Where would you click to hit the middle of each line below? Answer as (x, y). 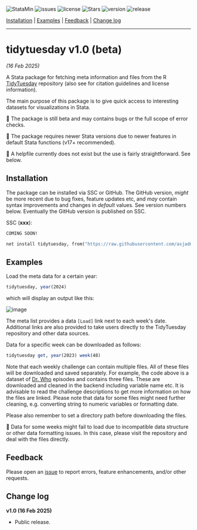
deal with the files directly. (38, 439)
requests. (18, 478)
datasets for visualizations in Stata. (48, 107)
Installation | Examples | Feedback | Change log (64, 20)
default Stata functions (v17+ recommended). (61, 142)
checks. (16, 125)
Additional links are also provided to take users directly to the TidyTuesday (96, 327)
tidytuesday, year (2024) (36, 287)
